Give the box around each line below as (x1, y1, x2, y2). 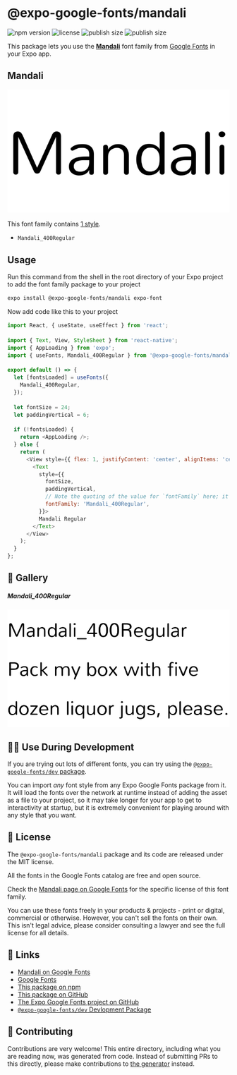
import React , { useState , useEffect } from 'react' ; (7, 322, 169, 329)
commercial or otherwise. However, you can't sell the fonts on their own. (7, 913, 218, 922)
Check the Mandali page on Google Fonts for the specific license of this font (7, 885, 229, 893)
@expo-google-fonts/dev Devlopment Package (17, 1005, 152, 1014)
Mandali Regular (38, 515, 87, 523)
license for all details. (7, 928, 69, 937)
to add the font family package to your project (7, 280, 141, 289)
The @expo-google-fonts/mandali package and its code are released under (7, 850, 224, 858)
